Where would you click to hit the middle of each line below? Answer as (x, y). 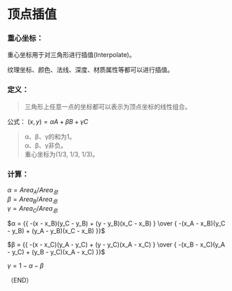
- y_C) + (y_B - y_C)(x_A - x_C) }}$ (56, 252)
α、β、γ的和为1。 (50, 136)
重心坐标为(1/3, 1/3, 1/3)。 (62, 154)
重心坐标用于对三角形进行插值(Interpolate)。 (71, 55)
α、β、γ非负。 (46, 145)
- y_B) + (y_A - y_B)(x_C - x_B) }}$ (56, 231)
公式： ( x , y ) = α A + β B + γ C (48, 121)
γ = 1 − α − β (26, 266)
